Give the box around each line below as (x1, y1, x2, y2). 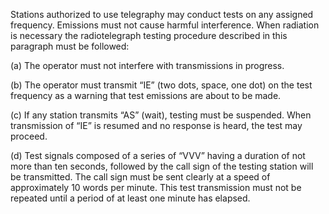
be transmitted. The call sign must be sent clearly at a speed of (10, 171, 271, 183)
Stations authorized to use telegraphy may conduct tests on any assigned (10, 9, 314, 20)
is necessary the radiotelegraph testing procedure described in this (10, 30, 288, 41)
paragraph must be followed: (10, 40, 130, 52)
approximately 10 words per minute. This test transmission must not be (10, 182, 302, 193)
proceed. (10, 130, 48, 142)
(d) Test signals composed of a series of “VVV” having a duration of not (10, 150, 306, 161)
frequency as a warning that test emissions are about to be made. (10, 90, 282, 101)
